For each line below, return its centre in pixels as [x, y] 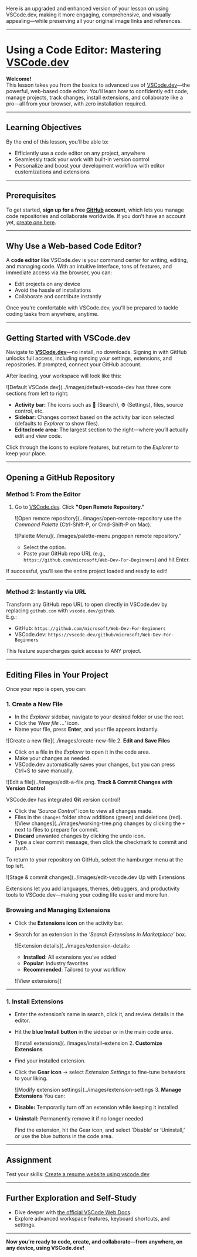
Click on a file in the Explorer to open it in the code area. [82, 752]
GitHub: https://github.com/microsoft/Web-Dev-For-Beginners [90, 628]
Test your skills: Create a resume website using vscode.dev [78, 1174]
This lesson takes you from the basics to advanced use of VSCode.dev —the [98, 85]
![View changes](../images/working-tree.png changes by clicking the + [100, 823]
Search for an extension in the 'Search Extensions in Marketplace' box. [100, 934]
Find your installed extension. [50, 1061]
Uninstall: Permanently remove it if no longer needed [79, 1118]
